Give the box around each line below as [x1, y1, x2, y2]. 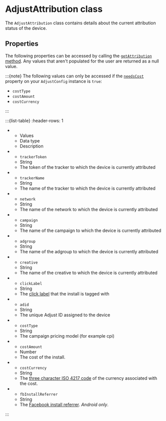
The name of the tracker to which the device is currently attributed [19, 185, 156, 191]
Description [19, 143, 44, 149]
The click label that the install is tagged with [19, 290, 110, 296]
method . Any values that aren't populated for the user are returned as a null [5, 58, 160, 64]
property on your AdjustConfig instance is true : [5, 78, 103, 84]
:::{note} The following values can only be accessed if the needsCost [5, 73, 144, 79]
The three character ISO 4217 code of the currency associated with [19, 375, 158, 381]
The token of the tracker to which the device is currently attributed [19, 164, 156, 170]
